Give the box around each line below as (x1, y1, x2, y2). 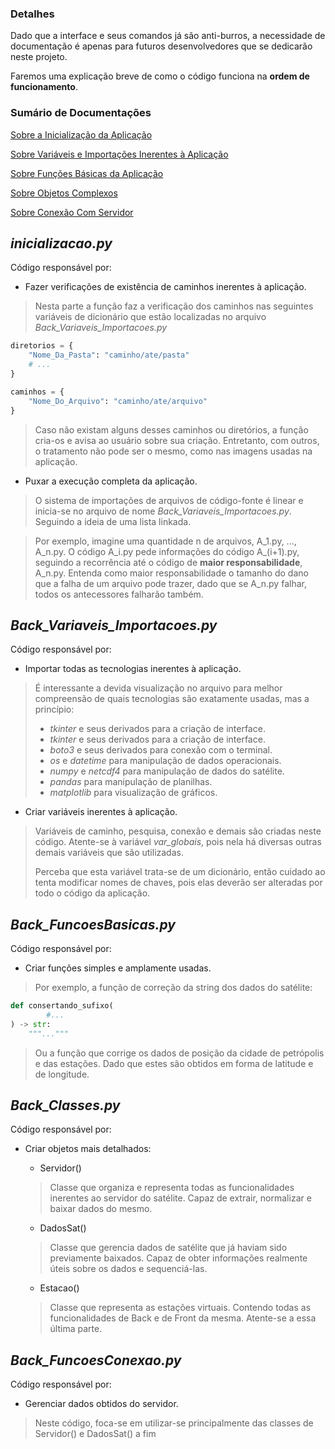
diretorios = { (10, 341, 74, 351)
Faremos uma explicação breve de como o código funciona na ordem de (10, 70, 310, 82)
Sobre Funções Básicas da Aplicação (10, 167, 164, 179)
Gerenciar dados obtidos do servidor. (24, 1398, 179, 1410)
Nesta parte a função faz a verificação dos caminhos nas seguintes (34, 300, 314, 312)
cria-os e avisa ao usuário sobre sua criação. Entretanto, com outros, (34, 434, 320, 446)
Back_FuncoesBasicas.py (10, 916, 176, 933)
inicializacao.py (10, 235, 113, 252)
